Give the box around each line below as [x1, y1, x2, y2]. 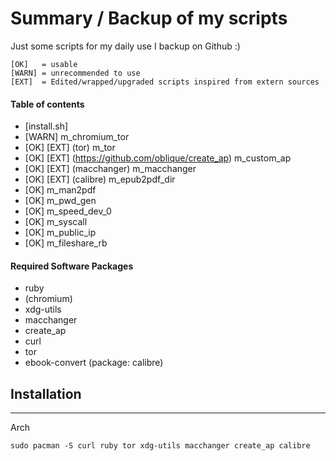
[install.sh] [24, 120, 69, 132]
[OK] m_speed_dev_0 [24, 205, 112, 217]
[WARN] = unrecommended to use [10, 68, 141, 78]
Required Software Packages [10, 260, 134, 272]
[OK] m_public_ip [24, 227, 97, 239]
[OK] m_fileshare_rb [24, 237, 108, 249]
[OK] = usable [10, 59, 78, 69]
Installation [10, 385, 82, 402]
